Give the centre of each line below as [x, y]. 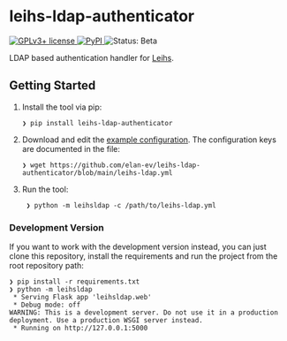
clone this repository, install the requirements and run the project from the [143, 256]
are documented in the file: [71, 148]
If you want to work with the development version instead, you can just [138, 247]
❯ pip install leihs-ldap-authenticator [97, 123]
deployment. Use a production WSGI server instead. [106, 321]
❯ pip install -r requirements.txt [75, 282]
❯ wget [34, 165]
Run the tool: [45, 189]
